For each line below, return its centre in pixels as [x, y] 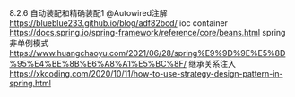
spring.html [30, 83]
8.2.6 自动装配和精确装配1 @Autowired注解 [88, 13]
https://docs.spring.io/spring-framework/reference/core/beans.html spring [147, 32]
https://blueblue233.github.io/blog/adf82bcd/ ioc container [119, 23]
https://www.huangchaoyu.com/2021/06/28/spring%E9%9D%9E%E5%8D [147, 53]
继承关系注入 [212, 64]
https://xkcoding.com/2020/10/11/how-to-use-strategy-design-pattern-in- [147, 73]
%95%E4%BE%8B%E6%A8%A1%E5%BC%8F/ [98, 64]
